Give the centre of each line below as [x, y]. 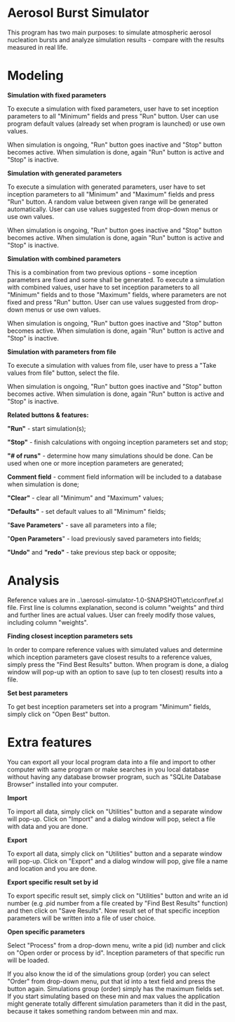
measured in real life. [38, 47]
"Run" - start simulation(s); [47, 428]
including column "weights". [48, 622]
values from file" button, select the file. [63, 373]
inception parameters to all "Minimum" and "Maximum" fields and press [111, 194]
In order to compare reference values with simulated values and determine [115, 649]
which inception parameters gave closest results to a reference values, [110, 657]
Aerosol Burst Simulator [78, 13]
